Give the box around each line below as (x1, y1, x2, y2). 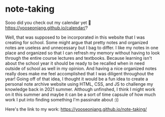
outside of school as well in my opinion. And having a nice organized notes (5, 65, 157, 71)
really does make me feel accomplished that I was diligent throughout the (5, 70, 154, 76)
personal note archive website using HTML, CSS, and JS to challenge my (5, 81, 154, 87)
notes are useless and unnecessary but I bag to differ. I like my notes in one (5, 45, 159, 50)
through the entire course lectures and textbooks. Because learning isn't (5, 55, 152, 61)
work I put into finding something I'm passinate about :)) (5, 96, 119, 102)
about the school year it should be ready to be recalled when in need (5, 60, 145, 66)
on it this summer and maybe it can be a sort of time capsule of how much (5, 92, 156, 97)
